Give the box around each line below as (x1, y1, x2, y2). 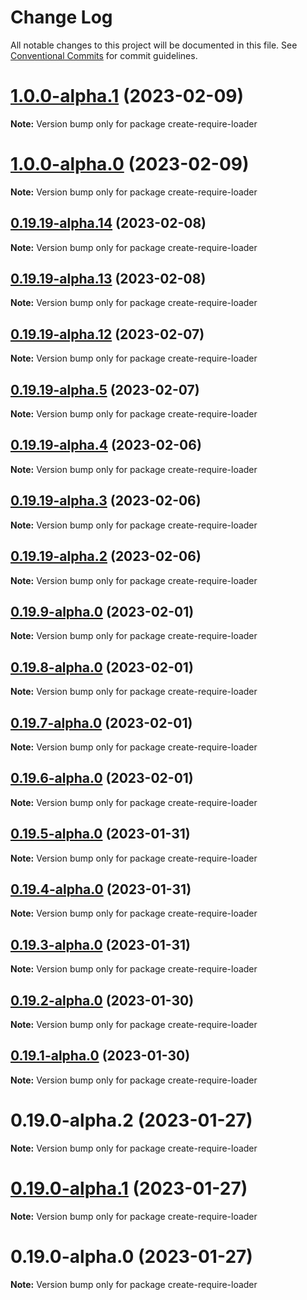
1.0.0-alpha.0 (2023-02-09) (10, 153, 250, 176)
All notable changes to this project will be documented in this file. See (10, 39, 298, 51)
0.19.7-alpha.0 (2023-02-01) (10, 714, 193, 731)
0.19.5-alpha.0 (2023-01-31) (10, 826, 191, 843)
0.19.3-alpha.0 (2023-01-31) (10, 936, 191, 953)
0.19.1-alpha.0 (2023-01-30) (10, 1047, 191, 1065)
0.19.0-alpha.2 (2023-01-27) (10, 1109, 253, 1131)
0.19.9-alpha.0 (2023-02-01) (10, 603, 195, 620)
